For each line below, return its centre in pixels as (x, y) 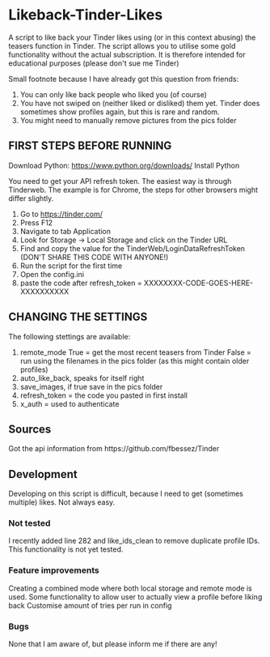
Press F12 (36, 222)
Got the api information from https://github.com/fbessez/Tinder (114, 449)
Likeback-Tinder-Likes (86, 15)
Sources (30, 429)
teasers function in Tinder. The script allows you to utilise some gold (122, 45)
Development (43, 474)
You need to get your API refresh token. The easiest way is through (120, 181)
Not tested (30, 523)
